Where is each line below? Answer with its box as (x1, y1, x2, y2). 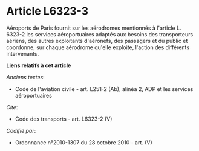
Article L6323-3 (6, 4, 89, 18)
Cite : (6, 103, 18, 110)
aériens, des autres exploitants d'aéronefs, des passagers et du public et (6, 37, 188, 44)
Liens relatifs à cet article (6, 62, 71, 69)
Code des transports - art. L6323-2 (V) (15, 115, 113, 122)
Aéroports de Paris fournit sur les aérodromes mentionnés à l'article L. (6, 24, 181, 32)
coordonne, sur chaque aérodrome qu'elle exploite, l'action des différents (6, 44, 189, 51)
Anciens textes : (6, 73, 45, 81)
